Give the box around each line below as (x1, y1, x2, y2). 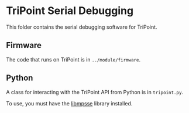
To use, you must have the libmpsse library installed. (6, 100, 133, 107)
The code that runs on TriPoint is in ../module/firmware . (6, 56, 141, 63)
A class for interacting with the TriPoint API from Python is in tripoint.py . (6, 88, 183, 95)
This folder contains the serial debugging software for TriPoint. (6, 23, 157, 30)
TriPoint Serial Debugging (6, 4, 133, 18)
